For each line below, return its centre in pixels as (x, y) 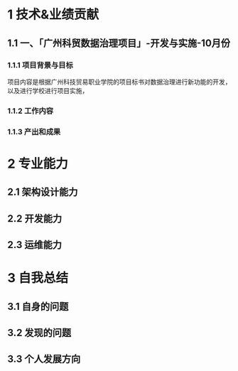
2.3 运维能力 (35, 245)
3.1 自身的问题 (38, 306)
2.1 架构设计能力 (43, 192)
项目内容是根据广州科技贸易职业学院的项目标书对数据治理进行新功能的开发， (119, 82)
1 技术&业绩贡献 (53, 15)
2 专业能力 (38, 163)
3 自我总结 (38, 278)
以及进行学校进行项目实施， (48, 90)
